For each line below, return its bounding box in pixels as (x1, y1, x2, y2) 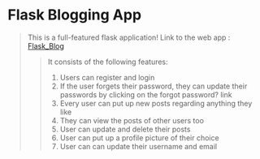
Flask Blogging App (7, 6, 142, 24)
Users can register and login (59, 72, 155, 82)
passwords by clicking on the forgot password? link (59, 89, 232, 99)
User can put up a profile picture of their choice (59, 132, 220, 143)
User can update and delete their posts (59, 124, 191, 134)
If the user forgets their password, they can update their (59, 81, 248, 91)
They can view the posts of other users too (59, 115, 205, 125)
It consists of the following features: (47, 57, 168, 67)
